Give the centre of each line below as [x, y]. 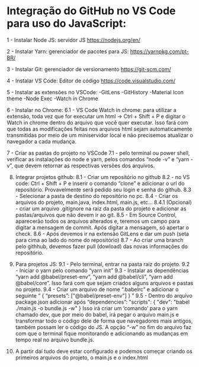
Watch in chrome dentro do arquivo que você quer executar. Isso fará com [97, 122]
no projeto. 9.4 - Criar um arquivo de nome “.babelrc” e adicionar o [97, 289]
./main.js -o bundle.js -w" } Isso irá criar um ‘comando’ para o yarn [97, 308]
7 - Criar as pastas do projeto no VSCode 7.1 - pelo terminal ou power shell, [98, 153]
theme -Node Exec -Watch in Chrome [52, 98]
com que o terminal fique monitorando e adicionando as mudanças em [102, 333]
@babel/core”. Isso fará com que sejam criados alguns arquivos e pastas [104, 283]
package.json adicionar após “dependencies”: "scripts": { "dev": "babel [102, 302]
